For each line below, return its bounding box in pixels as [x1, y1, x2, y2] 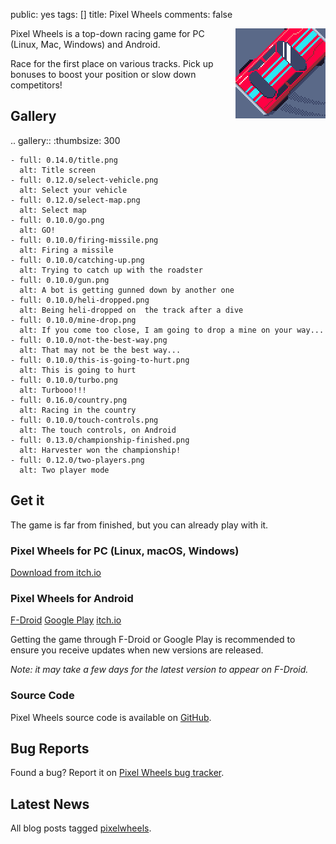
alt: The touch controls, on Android [19, 425, 177, 435]
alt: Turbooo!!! [19, 385, 87, 395]
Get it [10, 492, 45, 509]
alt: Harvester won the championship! [19, 445, 182, 455]
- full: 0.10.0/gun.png [10, 275, 110, 285]
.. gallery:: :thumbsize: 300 [10, 134, 121, 146]
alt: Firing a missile [19, 245, 114, 255]
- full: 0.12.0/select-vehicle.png [10, 175, 159, 185]
